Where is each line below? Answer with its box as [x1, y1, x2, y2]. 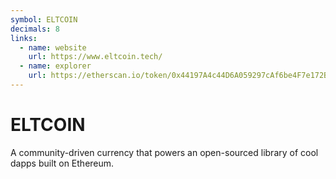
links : [10, 33, 38, 43]
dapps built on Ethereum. [10, 157, 115, 169]
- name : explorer [19, 61, 92, 71]
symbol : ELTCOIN [10, 14, 78, 25]
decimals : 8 [10, 24, 60, 34]
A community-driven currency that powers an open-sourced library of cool [10, 146, 319, 158]
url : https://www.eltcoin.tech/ [28, 52, 163, 62]
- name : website [19, 42, 87, 53]
